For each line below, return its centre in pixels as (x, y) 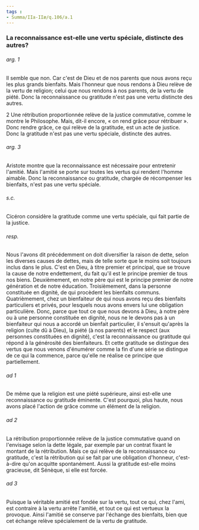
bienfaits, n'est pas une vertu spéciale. (53, 184)
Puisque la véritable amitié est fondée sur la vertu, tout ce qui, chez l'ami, (96, 502)
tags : (14, 12)
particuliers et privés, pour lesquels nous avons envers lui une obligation (95, 305)
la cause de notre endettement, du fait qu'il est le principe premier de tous (97, 274)
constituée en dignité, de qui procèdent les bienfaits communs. (83, 293)
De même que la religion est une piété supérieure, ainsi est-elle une (89, 394)
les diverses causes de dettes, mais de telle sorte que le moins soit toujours (99, 261)
